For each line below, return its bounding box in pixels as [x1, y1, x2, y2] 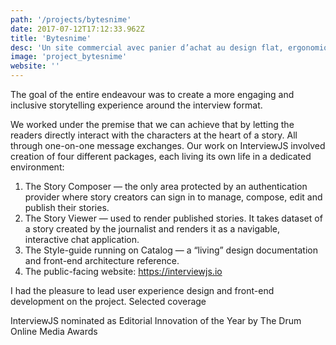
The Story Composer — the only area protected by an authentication [24, 181, 308, 192]
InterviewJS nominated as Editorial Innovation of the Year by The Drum [10, 315, 302, 326]
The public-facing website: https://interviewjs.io [24, 266, 223, 277]
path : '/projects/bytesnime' [10, 14, 132, 25]
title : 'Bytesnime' [10, 33, 92, 43]
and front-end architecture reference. [24, 255, 180, 266]
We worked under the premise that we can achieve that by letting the [10, 119, 295, 130]
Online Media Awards [10, 326, 98, 337]
